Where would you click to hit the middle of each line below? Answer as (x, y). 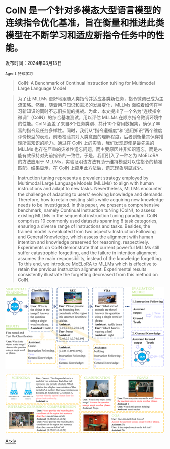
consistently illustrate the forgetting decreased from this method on (88, 274)
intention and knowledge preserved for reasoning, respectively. (83, 242)
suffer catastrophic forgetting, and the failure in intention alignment (87, 253)
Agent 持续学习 (19, 74)
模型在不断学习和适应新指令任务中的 (80, 36)
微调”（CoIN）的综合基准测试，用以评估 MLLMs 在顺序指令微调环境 (88, 117)
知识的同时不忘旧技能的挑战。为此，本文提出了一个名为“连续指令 (94, 111)
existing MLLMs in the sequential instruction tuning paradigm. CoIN (88, 215)
